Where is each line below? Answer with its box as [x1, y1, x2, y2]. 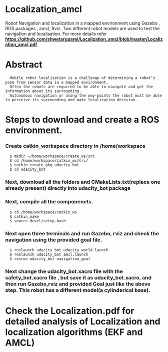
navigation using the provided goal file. [5, 236, 102, 243]
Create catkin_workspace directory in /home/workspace [5, 142, 146, 149]
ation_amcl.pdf [5, 41, 37, 47]
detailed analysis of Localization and [5, 315, 161, 327]
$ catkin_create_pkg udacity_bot [9, 163, 79, 168]
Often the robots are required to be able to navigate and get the [9, 84, 153, 89]
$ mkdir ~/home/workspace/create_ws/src [9, 154, 95, 159]
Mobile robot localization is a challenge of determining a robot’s [9, 75, 155, 81]
